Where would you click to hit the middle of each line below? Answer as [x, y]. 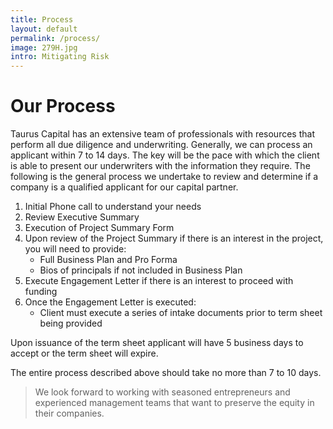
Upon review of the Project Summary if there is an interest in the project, [174, 238]
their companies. [69, 413]
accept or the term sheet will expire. [84, 353]
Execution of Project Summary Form [99, 228]
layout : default [44, 29]
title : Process [42, 19]
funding [41, 292]
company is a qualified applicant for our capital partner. [124, 187]
